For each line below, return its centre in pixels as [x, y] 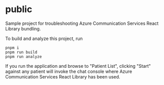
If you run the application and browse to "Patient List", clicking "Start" [78, 66]
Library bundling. [23, 28]
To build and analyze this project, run [44, 38]
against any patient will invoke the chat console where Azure [69, 71]
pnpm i [12, 48]
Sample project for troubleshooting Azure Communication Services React [82, 23]
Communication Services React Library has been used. [63, 76]
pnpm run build [21, 52]
